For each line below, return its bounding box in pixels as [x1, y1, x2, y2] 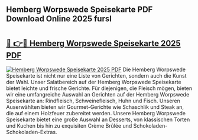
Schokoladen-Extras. [6, 129, 57, 135]
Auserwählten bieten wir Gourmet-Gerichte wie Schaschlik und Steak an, [6, 104, 184, 111]
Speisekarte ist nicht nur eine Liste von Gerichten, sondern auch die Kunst [6, 72, 187, 79]
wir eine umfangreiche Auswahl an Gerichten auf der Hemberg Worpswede [6, 91, 190, 98]
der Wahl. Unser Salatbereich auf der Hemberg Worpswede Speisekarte [6, 79, 181, 85]
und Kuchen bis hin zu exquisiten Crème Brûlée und [6, 122, 132, 129]
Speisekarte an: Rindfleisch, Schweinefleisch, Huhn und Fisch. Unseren [6, 97, 180, 104]
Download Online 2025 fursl [6, 14, 112, 24]
